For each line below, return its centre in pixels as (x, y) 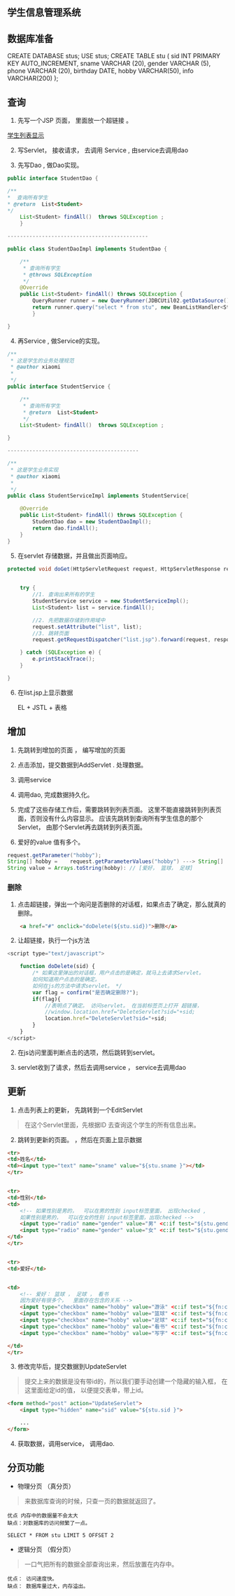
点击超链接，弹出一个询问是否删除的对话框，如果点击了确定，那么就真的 (121, 904)
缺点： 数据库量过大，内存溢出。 (48, 1586)
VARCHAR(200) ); (33, 79)
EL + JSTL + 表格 (42, 707)
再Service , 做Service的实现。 (60, 341)
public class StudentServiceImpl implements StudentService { (98, 496)
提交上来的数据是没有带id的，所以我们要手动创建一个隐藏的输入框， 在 (126, 1381)
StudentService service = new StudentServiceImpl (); (111, 601)
